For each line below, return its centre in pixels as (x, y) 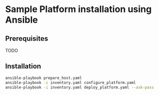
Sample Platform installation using (78, 9)
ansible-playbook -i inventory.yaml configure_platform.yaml (71, 82)
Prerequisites (27, 38)
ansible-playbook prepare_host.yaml (44, 78)
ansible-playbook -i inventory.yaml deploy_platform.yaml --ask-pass (80, 87)
